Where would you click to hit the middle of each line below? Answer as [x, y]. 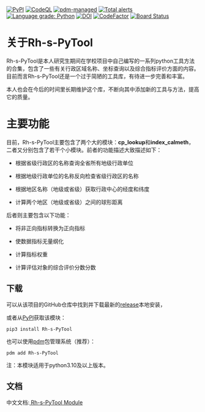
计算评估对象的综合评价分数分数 [55, 267]
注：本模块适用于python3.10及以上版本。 [58, 365]
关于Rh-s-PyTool [50, 43]
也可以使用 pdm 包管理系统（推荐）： [51, 341]
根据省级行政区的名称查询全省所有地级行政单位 [74, 163]
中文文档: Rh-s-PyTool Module [45, 402]
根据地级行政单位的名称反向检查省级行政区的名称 [77, 176]
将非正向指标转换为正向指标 [50, 228]
